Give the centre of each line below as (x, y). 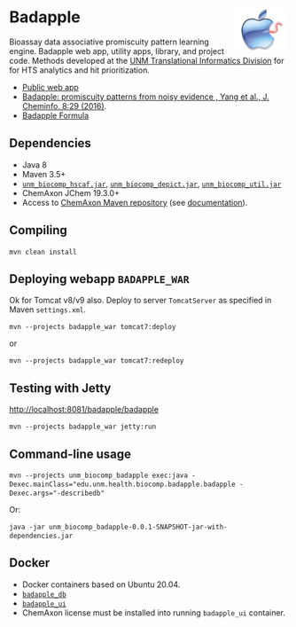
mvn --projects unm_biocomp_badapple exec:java (99, 475)
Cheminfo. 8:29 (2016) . (64, 106)
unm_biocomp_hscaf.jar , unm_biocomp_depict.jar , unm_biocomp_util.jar (152, 184)
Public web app (51, 87)
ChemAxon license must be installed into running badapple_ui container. (153, 612)
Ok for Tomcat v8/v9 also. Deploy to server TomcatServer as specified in (140, 301)
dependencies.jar (41, 536)
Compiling (39, 230)
